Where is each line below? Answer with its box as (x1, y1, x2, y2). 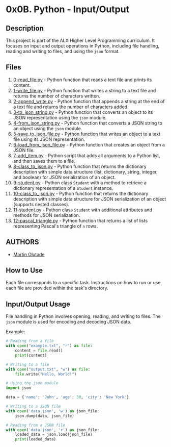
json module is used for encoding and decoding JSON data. (6, 319, 132, 325)
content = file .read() (15, 348, 63, 353)
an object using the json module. (13, 125, 82, 131)
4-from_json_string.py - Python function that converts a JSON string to (13, 120, 162, 126)
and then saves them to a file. (13, 158, 75, 164)
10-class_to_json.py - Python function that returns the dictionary (13, 190, 149, 196)
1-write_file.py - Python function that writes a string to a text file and (13, 87, 156, 93)
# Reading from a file (6, 338, 54, 344)
